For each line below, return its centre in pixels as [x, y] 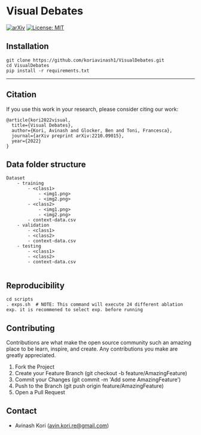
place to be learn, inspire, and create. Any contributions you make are [92, 349]
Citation [22, 95]
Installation [28, 46]
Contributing [31, 328]
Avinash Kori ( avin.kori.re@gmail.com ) [62, 425]
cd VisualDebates [28, 65]
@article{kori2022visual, [38, 120]
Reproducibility [35, 285]
